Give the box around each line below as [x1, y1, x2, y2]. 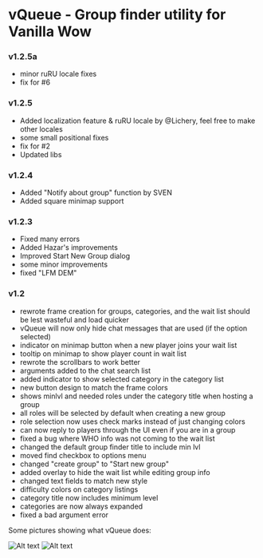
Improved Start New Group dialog [19, 251, 131, 261]
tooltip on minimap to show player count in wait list [19, 349, 187, 358]
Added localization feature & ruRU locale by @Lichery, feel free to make [19, 116, 256, 125]
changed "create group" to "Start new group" [19, 459, 170, 469]
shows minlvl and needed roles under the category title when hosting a [19, 391, 253, 401]
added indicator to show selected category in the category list [19, 374, 225, 384]
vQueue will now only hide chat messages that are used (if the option [19, 323, 248, 333]
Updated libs [19, 149, 62, 159]
